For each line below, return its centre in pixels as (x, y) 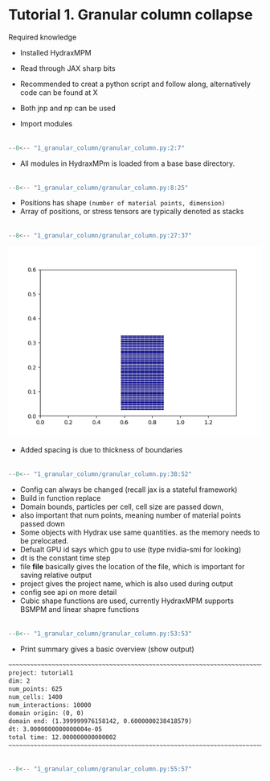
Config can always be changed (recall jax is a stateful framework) (129, 490)
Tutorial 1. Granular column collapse (131, 15)
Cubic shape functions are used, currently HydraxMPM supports (127, 601)
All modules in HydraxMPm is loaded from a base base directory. (127, 163)
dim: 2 (19, 681)
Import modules (46, 123)
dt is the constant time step (65, 558)
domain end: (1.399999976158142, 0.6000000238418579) (100, 721)
